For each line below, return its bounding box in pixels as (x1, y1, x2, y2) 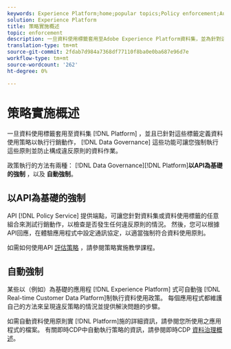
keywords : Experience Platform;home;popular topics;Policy (7, 10, 180, 17)
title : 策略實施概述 (7, 23, 60, 30)
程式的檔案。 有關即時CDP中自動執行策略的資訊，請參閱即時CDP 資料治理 (7, 326, 217, 334)
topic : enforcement (7, 29, 63, 36)
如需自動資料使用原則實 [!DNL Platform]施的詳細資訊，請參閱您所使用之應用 (7, 317, 222, 326)
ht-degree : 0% (7, 67, 48, 74)
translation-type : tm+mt (7, 42, 78, 49)
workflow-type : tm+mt (7, 55, 69, 62)
